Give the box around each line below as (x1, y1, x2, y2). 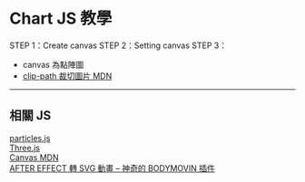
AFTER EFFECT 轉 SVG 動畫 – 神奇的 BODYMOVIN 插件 (9, 162, 215, 173)
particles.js (9, 132, 51, 143)
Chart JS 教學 (9, 8, 113, 29)
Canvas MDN (9, 151, 59, 163)
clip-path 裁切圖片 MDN (22, 70, 113, 81)
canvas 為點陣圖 (22, 59, 84, 70)
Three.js (9, 142, 41, 153)
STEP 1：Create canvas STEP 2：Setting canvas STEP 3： (9, 40, 228, 51)
